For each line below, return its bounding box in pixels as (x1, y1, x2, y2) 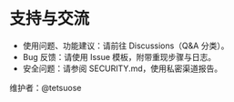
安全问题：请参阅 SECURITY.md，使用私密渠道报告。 (22, 63, 223, 74)
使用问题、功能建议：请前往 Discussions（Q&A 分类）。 (22, 40, 229, 51)
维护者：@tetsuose (9, 82, 82, 93)
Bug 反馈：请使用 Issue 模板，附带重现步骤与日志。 (22, 51, 217, 62)
